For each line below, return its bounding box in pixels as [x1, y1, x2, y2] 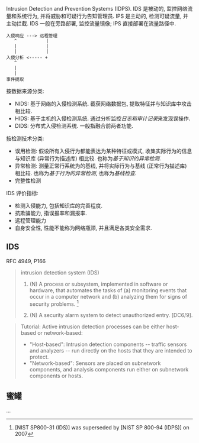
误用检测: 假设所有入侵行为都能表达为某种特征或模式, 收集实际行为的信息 [14, 147, 192, 154]
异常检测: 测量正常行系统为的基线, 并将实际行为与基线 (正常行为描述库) [14, 162, 187, 169]
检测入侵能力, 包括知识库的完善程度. [14, 202, 102, 209]
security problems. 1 [29, 299, 79, 308]
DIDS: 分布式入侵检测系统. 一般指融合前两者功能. [14, 122, 133, 129]
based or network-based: [20, 329, 83, 337]
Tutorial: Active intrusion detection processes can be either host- [20, 323, 179, 330]
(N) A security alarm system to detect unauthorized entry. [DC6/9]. [29, 312, 193, 319]
